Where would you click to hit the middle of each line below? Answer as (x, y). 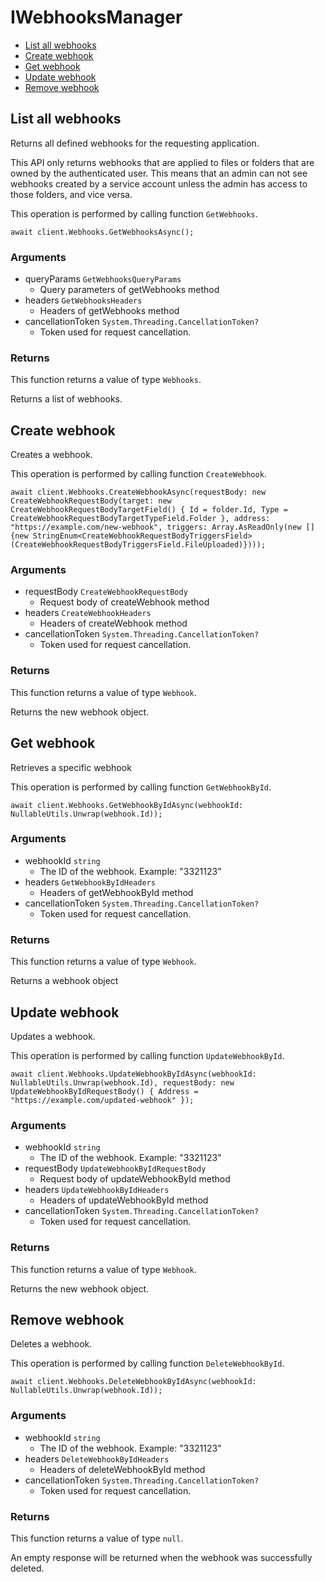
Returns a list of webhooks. (66, 399)
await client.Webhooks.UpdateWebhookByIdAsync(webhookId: (133, 1074)
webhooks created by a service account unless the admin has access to (159, 183)
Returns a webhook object (64, 981)
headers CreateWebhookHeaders (88, 613)
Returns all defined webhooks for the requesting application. (135, 143)
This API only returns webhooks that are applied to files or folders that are (162, 162)
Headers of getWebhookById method (116, 892)
